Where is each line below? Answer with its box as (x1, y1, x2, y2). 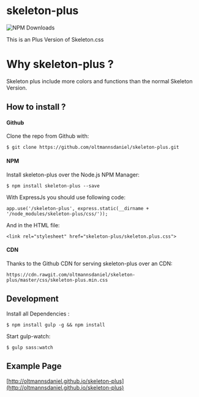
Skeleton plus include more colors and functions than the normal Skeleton (6, 77, 193, 85)
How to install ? (6, 102, 66, 112)
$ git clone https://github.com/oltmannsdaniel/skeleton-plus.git (6, 145, 179, 151)
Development (6, 293, 59, 304)
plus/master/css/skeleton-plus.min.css (6, 277, 108, 283)
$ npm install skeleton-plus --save (6, 183, 100, 189)
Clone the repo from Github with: (6, 132, 89, 140)
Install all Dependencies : (6, 310, 70, 317)
